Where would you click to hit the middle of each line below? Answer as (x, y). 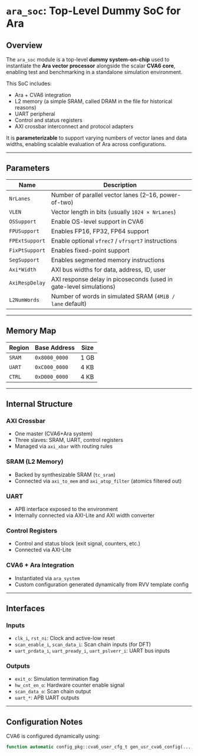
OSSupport (23, 221)
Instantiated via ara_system (47, 578)
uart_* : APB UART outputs (47, 698)
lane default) (69, 303)
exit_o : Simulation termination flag (57, 679)
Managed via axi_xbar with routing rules (64, 446)
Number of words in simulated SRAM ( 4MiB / (113, 296)
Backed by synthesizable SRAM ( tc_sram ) (65, 474)
